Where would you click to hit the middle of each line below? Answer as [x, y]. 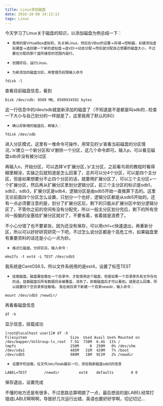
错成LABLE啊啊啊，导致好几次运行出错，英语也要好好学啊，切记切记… [75, 399]
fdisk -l [14, 81]
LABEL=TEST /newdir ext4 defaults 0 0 [71, 373]
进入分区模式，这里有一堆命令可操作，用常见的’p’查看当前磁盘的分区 [73, 144]
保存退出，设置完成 [24, 382]
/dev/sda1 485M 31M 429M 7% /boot [67, 350]
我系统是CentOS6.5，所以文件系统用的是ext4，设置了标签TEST [68, 266]
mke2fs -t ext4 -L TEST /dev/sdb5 [40, 257]
